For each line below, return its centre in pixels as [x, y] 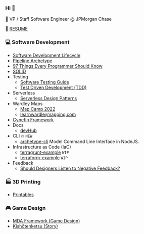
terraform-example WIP [44, 157]
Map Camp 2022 [38, 109]
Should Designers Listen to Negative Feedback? [70, 168]
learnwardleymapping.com [48, 114]
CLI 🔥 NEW [22, 135]
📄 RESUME [17, 29]
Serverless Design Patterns [49, 98]
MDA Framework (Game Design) [46, 221]
